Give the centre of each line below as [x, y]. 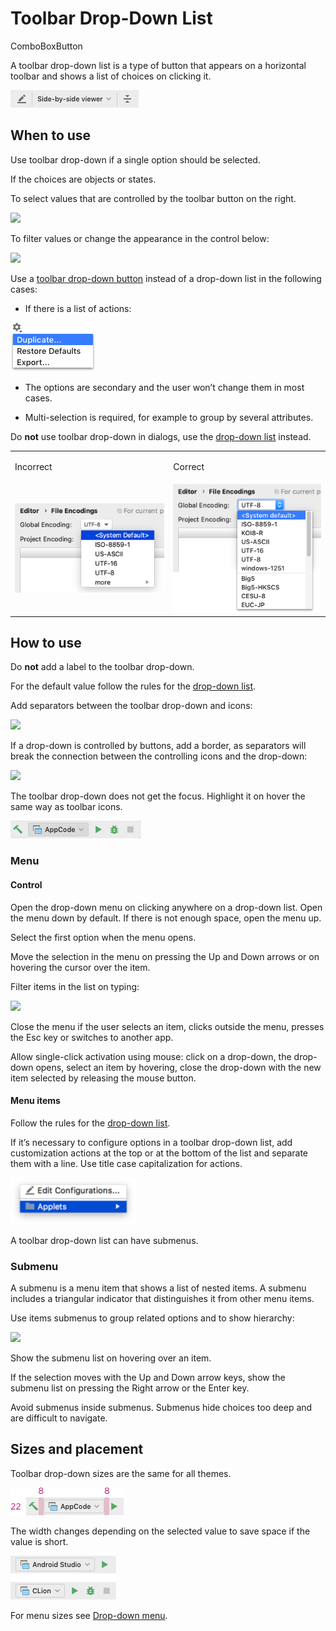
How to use [46, 643]
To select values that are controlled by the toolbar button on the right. [153, 198]
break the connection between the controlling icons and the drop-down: [159, 756]
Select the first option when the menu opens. [103, 937]
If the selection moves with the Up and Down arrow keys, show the [148, 1378]
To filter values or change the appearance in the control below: [140, 238]
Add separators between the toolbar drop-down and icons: [131, 706]
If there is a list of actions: [78, 308]
